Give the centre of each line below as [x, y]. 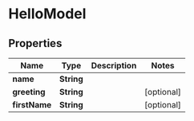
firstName [32, 105]
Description [114, 66]
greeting [29, 92]
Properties [35, 43]
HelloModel [47, 14]
